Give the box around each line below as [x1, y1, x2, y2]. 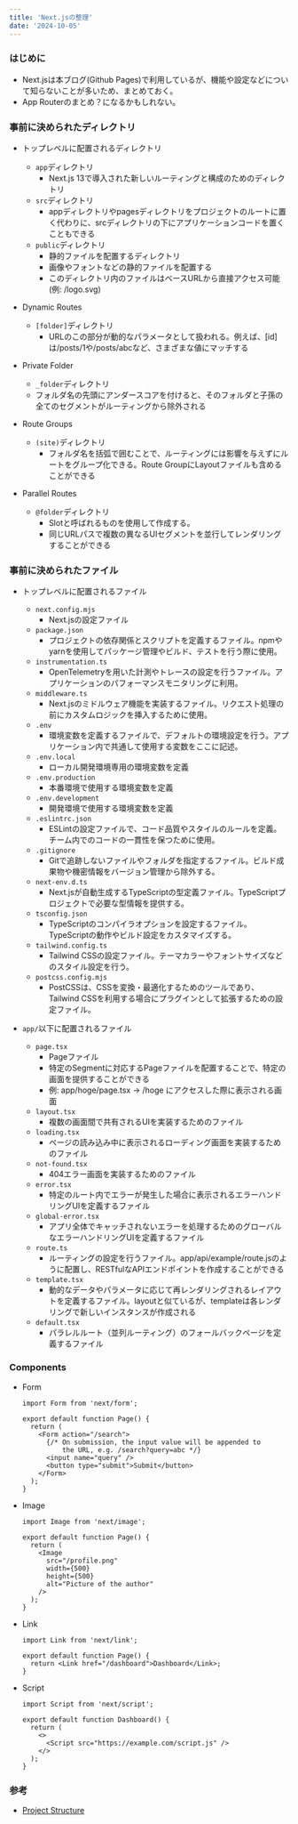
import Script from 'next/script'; [21, 1699, 154, 1708]
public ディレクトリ [35, 239, 106, 250]
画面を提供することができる [48, 1074, 151, 1085]
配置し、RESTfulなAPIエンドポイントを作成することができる [64, 1264, 285, 1275]
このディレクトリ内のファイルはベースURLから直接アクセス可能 [48, 273, 281, 284]
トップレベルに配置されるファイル [21, 586, 147, 597]
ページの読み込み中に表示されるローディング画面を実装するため [48, 1137, 282, 1148]
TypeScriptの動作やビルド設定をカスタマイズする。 [48, 930, 237, 940]
